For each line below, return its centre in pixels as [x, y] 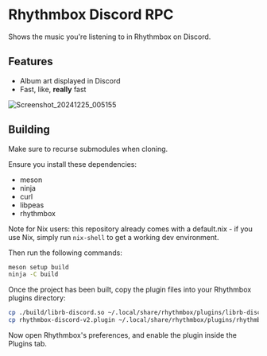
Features [31, 62]
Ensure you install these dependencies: [73, 164]
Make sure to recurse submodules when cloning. [88, 149]
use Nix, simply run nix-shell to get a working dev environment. [114, 237]
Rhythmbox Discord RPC [91, 15]
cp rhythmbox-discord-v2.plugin [62, 320]
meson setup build [39, 267]
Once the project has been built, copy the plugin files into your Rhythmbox [130, 290]
